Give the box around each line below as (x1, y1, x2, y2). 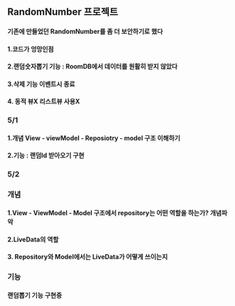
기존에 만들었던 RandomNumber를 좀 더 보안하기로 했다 (7, 27, 163, 35)
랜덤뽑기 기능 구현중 (7, 290, 62, 299)
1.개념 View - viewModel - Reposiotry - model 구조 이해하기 (7, 133, 181, 142)
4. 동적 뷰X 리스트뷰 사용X (7, 97, 80, 106)
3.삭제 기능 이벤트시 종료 (7, 79, 76, 88)
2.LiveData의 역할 (7, 235, 59, 244)
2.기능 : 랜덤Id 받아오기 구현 (7, 151, 84, 160)
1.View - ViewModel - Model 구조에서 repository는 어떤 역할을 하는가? (7, 208, 209, 217)
